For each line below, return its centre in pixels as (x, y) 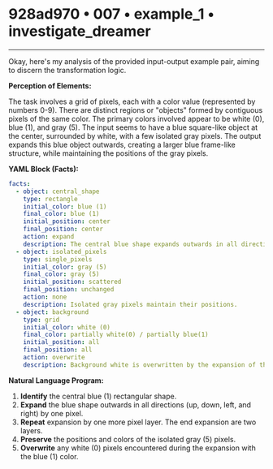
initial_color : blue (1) (65, 207)
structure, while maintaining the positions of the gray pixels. (108, 153)
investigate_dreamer (80, 31)
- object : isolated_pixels (61, 252)
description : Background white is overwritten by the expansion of (139, 365)
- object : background (52, 312)
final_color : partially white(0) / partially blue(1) (116, 335)
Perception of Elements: (50, 85)
